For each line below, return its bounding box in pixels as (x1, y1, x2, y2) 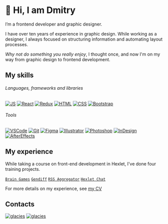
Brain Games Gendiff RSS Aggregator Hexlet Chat (5, 176, 106, 182)
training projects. (5, 166, 40, 172)
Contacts (5, 200, 35, 208)
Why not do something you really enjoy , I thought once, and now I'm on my (5, 51, 160, 57)
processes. (5, 41, 29, 47)
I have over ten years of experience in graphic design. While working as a (5, 31, 157, 37)
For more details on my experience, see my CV (5, 185, 102, 191)
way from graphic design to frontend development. (5, 56, 110, 62)
